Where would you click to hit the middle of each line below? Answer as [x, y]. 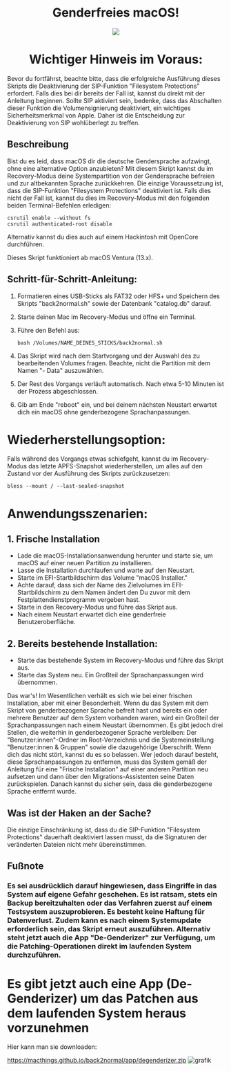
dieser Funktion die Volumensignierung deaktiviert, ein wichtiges [99, 108]
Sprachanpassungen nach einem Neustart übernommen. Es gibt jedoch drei [115, 725]
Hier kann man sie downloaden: [52, 1047]
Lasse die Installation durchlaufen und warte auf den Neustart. [106, 570]
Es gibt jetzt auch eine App [86, 983]
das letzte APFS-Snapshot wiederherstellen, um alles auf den [115, 466]
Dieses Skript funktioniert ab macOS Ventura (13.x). [80, 257]
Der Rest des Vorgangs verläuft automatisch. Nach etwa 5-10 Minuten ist [120, 384]
